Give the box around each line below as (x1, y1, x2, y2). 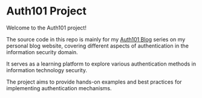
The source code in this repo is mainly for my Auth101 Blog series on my (6, 35, 186, 43)
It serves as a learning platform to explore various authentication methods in (6, 60, 197, 67)
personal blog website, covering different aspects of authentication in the (6, 42, 189, 49)
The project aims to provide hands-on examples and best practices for (6, 78, 183, 85)
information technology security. (6, 66, 88, 73)
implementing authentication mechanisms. (6, 84, 112, 91)
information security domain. (6, 48, 79, 55)
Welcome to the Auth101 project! (6, 24, 86, 31)
